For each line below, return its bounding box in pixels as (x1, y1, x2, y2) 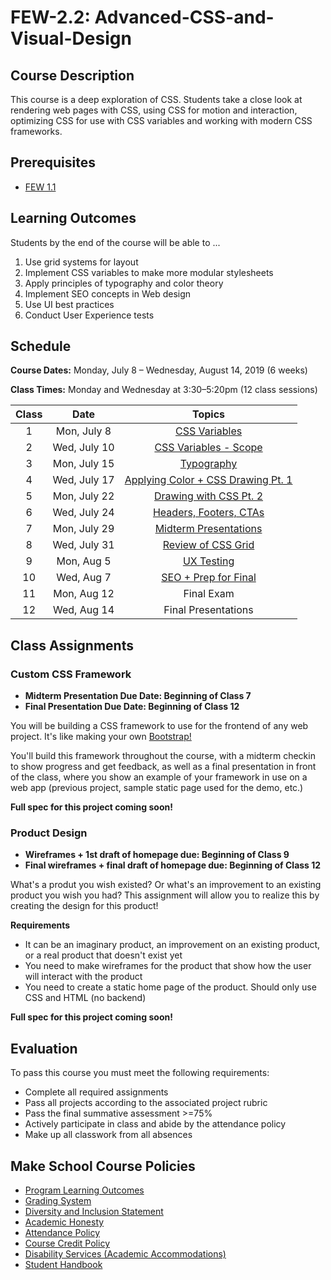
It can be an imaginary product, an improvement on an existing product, (24, 939, 321, 951)
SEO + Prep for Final (161, 571, 257, 585)
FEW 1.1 (24, 181, 57, 193)
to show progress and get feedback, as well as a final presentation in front (10, 761, 317, 773)
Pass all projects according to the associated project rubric (24, 1097, 268, 1109)
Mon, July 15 (52, 457, 115, 471)
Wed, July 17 (52, 473, 115, 487)
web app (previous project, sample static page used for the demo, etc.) (10, 782, 304, 794)
